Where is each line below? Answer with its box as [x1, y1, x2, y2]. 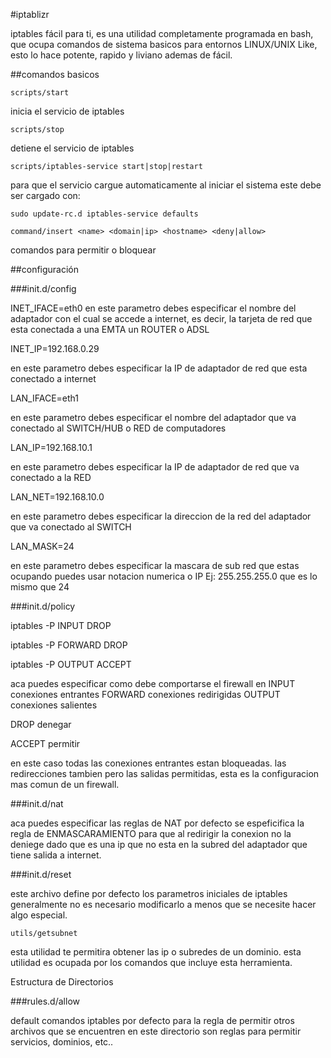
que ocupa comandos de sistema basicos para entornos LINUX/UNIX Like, [10, 39, 318, 50]
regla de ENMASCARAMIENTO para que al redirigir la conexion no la [10, 828, 292, 839]
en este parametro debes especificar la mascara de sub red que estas [10, 560, 300, 571]
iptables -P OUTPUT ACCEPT [10, 659, 132, 670]
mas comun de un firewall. [10, 779, 120, 790]
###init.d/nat [10, 798, 64, 809]
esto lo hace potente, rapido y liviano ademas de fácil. [10, 49, 233, 61]
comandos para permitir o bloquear [10, 244, 157, 256]
